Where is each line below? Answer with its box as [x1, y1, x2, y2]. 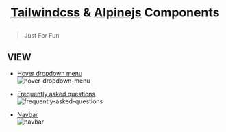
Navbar [16, 111, 38, 118]
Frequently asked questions [16, 90, 96, 98]
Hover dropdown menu [16, 70, 83, 77]
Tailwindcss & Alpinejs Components [10, 5, 220, 21]
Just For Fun [23, 31, 60, 40]
